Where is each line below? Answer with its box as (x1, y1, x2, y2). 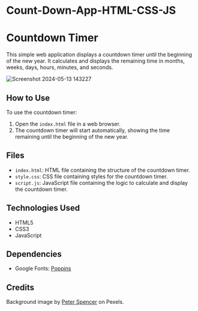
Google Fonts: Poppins (14, 265, 71, 272)
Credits (6, 282, 35, 292)
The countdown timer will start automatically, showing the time (14, 127, 170, 134)
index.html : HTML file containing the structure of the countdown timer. (14, 166, 190, 174)
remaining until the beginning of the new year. (14, 133, 129, 140)
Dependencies (6, 249, 62, 259)
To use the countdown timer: (6, 109, 77, 116)
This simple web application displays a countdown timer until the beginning (6, 51, 193, 58)
